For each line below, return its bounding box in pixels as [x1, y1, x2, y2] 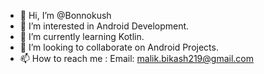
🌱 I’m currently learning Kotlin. [19, 31, 145, 42]
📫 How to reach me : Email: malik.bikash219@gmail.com [19, 53, 254, 64]
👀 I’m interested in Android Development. [19, 20, 190, 32]
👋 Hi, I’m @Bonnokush [19, 10, 112, 21]
